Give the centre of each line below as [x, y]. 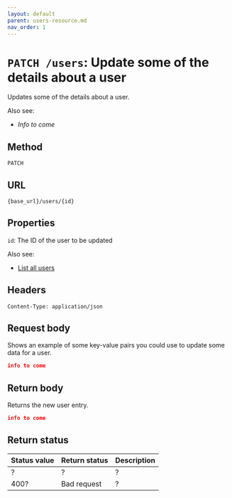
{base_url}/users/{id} [41, 201]
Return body [35, 388]
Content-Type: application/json [55, 306]
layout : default [31, 14]
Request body [39, 328]
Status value [33, 460]
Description [135, 460]
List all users [36, 268]
